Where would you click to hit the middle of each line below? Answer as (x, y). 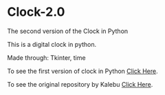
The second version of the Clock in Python (68, 31)
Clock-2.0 (36, 12)
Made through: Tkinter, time (46, 57)
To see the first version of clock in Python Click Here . (82, 71)
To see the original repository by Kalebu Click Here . (80, 84)
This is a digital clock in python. (52, 44)
